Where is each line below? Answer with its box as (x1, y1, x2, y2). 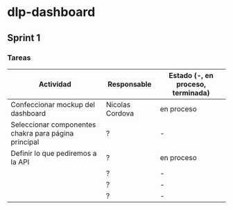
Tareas (7, 53, 31, 63)
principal (10, 137, 40, 147)
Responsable (107, 79, 152, 89)
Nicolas (105, 99, 130, 109)
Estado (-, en (169, 70, 214, 80)
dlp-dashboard (7, 4, 96, 20)
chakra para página (10, 128, 74, 138)
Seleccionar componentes (10, 120, 96, 129)
